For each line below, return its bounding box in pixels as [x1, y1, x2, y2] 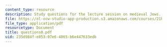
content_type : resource [5, 7, 55, 12]
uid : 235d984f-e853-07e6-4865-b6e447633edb [5, 35, 97, 40]
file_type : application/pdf [5, 21, 64, 26]
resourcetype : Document [5, 25, 55, 30]
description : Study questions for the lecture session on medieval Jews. [5, 12, 162, 17]
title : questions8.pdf [5, 30, 52, 35]
